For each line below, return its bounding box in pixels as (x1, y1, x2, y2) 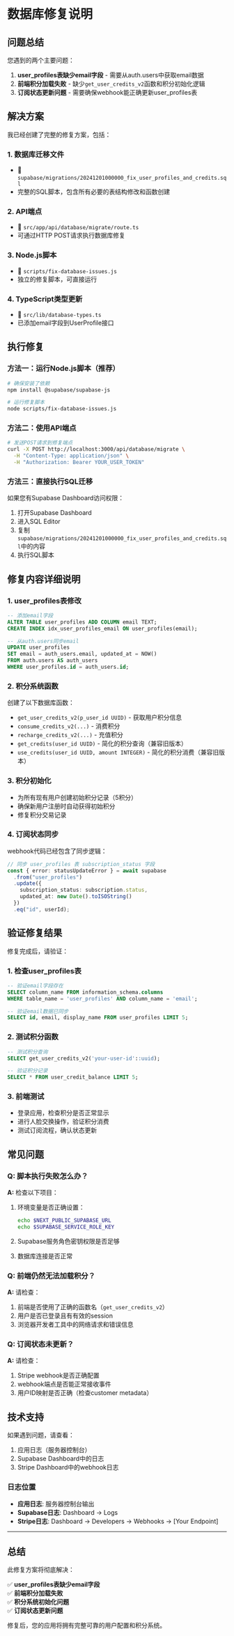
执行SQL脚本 (17, 551, 54, 560)
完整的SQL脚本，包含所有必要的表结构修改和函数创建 (17, 187, 171, 196)
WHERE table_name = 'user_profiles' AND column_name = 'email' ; (7, 995, 198, 1002)
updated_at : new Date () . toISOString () (19, 893, 132, 900)
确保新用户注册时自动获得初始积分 (17, 802, 116, 810)
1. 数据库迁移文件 (7, 149, 65, 159)
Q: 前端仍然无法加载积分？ (7, 1271, 95, 1281)
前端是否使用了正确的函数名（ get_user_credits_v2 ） (17, 1303, 169, 1311)
